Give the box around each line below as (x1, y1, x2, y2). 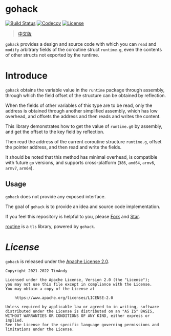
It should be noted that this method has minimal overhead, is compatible (5, 154, 158, 160)
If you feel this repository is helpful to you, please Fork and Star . (5, 213, 140, 219)
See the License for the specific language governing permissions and (5, 322, 159, 327)
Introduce (5, 70, 48, 82)
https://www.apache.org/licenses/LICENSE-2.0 (14, 295, 114, 301)
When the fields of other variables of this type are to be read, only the (5, 102, 153, 108)
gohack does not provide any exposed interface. (5, 193, 106, 199)
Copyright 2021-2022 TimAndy (5, 268, 68, 273)
